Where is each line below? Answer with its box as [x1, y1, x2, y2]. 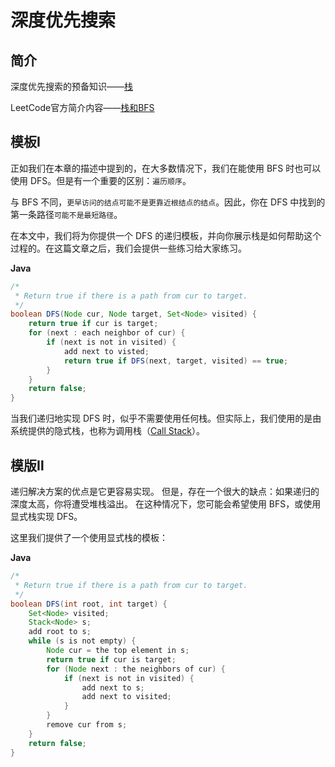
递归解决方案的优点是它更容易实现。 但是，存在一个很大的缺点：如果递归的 [10, 486, 320, 497]
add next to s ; [81, 682, 145, 693]
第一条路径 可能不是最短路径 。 [10, 208, 123, 220]
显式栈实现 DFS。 [10, 511, 83, 522]
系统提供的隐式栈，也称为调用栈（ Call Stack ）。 [10, 425, 205, 437]
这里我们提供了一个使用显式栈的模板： [10, 532, 168, 543]
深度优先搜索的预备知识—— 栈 [10, 81, 133, 92]
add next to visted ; [63, 346, 150, 356]
